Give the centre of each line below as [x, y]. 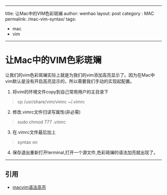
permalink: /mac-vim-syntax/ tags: [41, 19]
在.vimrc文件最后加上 [34, 132]
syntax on [28, 142]
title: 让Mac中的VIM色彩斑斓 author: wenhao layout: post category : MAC [80, 13]
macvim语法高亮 [29, 187]
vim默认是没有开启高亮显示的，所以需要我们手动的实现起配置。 [70, 81]
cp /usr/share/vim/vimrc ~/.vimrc [51, 101]
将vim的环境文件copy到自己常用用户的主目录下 [60, 92]
